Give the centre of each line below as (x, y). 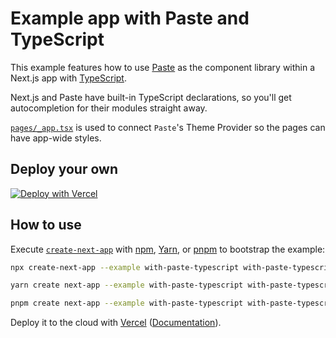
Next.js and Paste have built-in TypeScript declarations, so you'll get (151, 97)
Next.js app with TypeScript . (68, 78)
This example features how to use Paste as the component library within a (163, 67)
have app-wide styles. (56, 138)
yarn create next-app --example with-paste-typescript (127, 285)
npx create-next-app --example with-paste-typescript (125, 267)
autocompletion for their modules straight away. (109, 108)
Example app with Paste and (130, 18)
